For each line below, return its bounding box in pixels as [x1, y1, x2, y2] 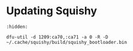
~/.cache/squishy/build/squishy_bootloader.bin [6, 39, 128, 45]
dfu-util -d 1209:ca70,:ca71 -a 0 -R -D [6, 34, 109, 40]
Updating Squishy [6, 4, 98, 18]
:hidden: [6, 24, 28, 30]
